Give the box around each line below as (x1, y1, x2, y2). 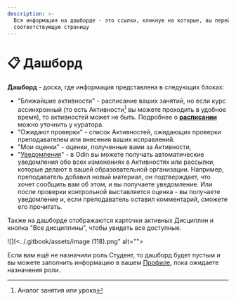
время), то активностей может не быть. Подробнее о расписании (17, 113, 218, 121)
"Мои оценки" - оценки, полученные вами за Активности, (17, 142, 192, 151)
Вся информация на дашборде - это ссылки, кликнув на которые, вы (13, 17, 212, 24)
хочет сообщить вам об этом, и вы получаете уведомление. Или (17, 180, 213, 188)
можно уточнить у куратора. (17, 120, 104, 129)
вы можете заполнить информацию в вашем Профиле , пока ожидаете (7, 258, 219, 267)
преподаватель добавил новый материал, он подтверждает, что (17, 172, 211, 181)
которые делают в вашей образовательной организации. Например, (17, 165, 224, 173)
